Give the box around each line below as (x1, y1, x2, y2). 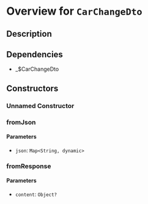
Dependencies (6, 49, 63, 59)
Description (6, 29, 52, 39)
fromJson (6, 118, 36, 126)
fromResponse (6, 162, 51, 170)
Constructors (6, 83, 59, 93)
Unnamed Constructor (6, 101, 75, 110)
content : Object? (15, 191, 57, 198)
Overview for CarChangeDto (6, 4, 142, 18)
